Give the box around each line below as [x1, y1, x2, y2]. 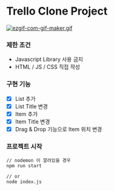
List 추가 [15, 95, 36, 102]
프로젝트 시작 [6, 142, 42, 150]
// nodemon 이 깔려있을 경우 [6, 158, 71, 164]
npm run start [6, 163, 42, 169]
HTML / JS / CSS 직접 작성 [15, 63, 81, 71]
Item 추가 [15, 110, 38, 117]
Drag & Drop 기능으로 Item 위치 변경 [15, 125, 102, 133]
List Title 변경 [15, 102, 49, 110]
